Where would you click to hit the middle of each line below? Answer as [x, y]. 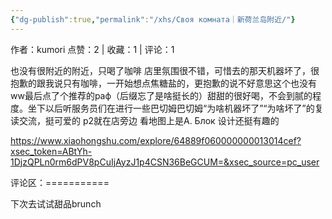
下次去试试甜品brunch [56, 203]
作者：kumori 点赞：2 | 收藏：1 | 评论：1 [92, 49]
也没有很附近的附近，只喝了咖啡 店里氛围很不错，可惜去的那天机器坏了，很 [165, 70]
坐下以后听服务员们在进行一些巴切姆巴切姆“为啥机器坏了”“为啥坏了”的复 [175, 108]
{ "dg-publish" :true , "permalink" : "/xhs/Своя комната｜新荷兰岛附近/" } [153, 19]
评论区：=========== [60, 182]
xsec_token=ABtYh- [51, 151]
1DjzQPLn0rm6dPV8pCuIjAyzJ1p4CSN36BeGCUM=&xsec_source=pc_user [165, 162]
